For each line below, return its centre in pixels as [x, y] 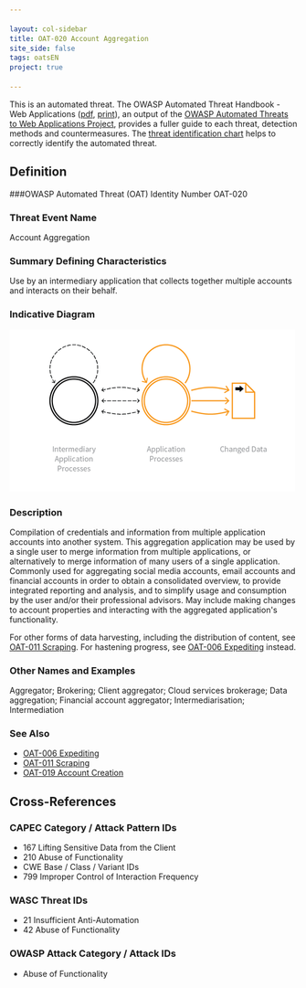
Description [36, 512]
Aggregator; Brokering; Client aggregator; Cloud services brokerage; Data [148, 691]
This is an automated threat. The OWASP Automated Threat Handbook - [145, 104]
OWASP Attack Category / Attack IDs [93, 953]
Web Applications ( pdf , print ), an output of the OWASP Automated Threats [149, 113]
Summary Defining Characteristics [88, 260]
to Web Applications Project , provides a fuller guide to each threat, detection [153, 123]
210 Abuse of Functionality [73, 857]
